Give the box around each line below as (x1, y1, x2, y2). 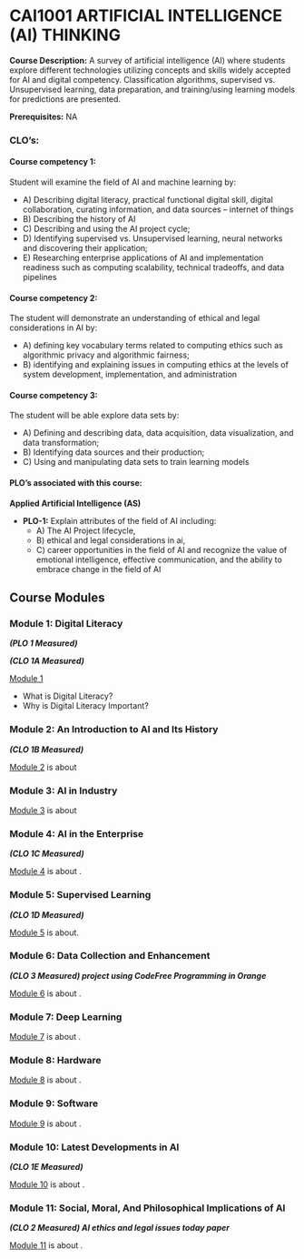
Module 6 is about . (9, 988, 82, 999)
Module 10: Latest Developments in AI (9, 1141, 180, 1153)
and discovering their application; (22, 243, 148, 254)
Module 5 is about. (9, 927, 80, 938)
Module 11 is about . (9, 1240, 83, 1251)
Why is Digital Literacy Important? (22, 700, 150, 711)
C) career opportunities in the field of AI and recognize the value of (35, 544, 288, 555)
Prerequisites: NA (9, 111, 78, 122)
